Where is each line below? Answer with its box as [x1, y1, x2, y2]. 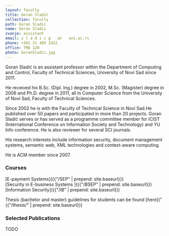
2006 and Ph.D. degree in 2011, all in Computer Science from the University [5, 90, 163, 96]
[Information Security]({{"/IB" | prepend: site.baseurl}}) [5, 186, 120, 193]
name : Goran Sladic [5, 26, 47, 31]
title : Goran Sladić [5, 12, 49, 17]
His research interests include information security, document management [5, 137, 163, 143]
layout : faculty [5, 7, 39, 13]
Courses [5, 164, 27, 172]
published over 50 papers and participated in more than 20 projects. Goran [5, 110, 162, 117]
